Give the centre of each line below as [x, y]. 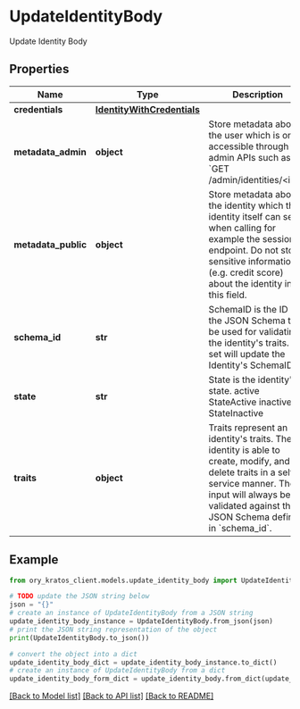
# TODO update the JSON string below [79, 596]
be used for [233, 331]
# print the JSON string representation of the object [113, 630]
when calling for [242, 228]
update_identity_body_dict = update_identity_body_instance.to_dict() [143, 663]
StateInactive [236, 413]
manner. [259, 483]
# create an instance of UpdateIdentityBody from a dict [117, 671]
